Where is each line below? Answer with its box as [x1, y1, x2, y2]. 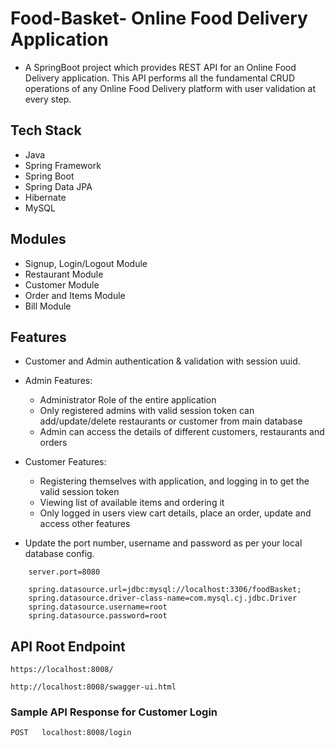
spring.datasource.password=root [28, 611, 168, 621]
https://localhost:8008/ [10, 665, 114, 675]
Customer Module [24, 278, 100, 291]
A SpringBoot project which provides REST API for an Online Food [24, 61, 297, 73]
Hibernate [24, 191, 67, 203]
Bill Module [24, 300, 72, 312]
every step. [24, 93, 72, 105]
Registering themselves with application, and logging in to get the [39, 475, 310, 487]
